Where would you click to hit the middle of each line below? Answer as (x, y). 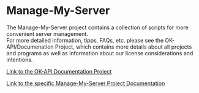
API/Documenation (30, 47)
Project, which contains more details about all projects (123, 47)
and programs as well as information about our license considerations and (100, 53)
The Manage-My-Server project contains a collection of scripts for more (97, 27)
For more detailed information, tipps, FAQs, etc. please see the (85, 40)
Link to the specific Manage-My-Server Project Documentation (86, 83)
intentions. (20, 60)
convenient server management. (47, 33)
